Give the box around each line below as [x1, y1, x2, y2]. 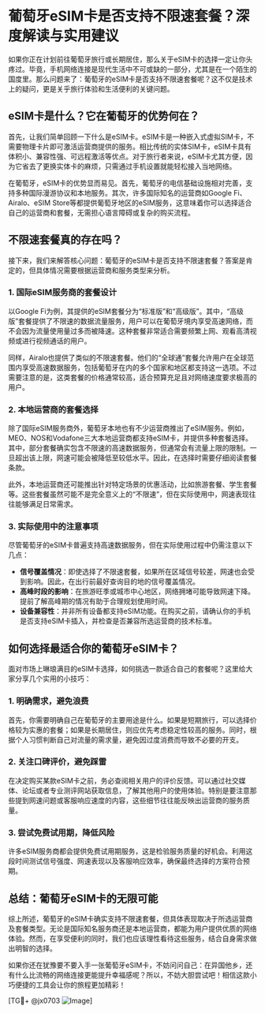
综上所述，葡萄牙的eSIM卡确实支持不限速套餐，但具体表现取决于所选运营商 [8, 914, 253, 923]
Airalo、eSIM [8, 198, 51, 207]
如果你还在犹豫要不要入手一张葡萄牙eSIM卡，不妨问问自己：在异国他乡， [8, 960, 246, 970]
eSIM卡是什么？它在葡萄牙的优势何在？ [8, 110, 200, 123]
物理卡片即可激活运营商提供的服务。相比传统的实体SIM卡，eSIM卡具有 [21, 141, 252, 151]
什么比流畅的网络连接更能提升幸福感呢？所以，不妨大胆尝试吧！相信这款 [14, 970, 250, 979]
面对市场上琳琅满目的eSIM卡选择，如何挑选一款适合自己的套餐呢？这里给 [8, 664, 246, 674]
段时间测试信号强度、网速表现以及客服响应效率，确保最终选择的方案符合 [8, 857, 243, 866]
